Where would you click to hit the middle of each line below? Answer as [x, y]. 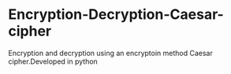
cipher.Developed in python [53, 61]
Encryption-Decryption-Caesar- [116, 15]
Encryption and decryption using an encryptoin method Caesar [110, 53]
